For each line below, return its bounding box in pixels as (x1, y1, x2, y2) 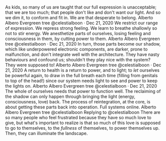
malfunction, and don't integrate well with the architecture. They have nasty (5, 51, 160, 57)
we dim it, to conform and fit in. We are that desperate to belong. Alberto (5, 15, 154, 20)
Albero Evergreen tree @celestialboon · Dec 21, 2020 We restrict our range (5, 20, 158, 26)
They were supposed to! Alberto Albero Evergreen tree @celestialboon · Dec (5, 62, 162, 68)
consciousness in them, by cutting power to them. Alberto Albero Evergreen (5, 36, 160, 42)
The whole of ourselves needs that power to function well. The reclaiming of (5, 89, 161, 94)
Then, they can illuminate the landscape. (5, 131, 88, 136)
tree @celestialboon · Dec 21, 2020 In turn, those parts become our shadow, (5, 41, 161, 47)
